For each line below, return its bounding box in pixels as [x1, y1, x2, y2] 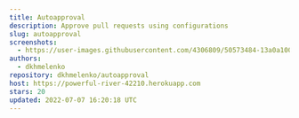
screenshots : [9, 37, 58, 47]
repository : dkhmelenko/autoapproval [9, 71, 149, 80]
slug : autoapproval [9, 29, 82, 38]
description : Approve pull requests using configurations [9, 21, 229, 30]
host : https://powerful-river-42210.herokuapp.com [9, 79, 201, 88]
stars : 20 [9, 87, 46, 96]
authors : [9, 54, 42, 63]
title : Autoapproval [9, 12, 86, 22]
